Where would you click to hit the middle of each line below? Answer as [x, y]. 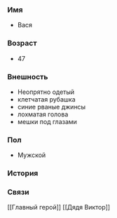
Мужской [32, 155]
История [23, 173]
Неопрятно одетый [46, 92]
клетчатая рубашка [46, 99]
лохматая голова [43, 114]
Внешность [28, 76]
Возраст [22, 43]
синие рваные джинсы [51, 107]
